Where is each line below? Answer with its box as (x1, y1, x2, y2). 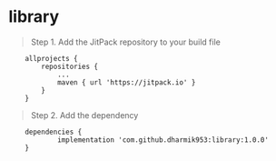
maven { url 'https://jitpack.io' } (56, 77, 196, 87)
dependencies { (25, 127, 83, 136)
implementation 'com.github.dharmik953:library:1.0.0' (56, 135, 270, 145)
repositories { (41, 62, 99, 71)
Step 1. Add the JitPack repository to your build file (30, 36, 222, 47)
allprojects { (25, 54, 78, 63)
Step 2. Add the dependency (30, 109, 139, 120)
